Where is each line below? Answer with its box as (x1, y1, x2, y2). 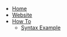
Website (11, 11, 33, 18)
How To (11, 18, 32, 24)
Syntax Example (20, 24, 61, 31)
